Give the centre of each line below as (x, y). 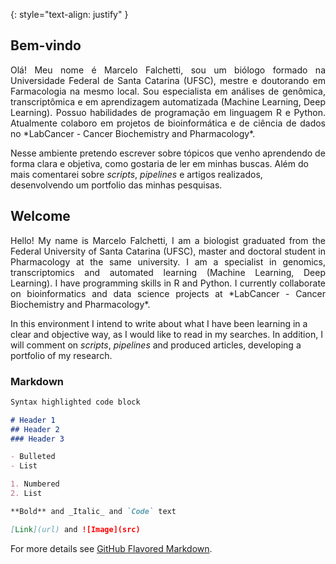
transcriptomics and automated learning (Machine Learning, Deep (168, 272)
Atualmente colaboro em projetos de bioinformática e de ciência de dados (168, 123)
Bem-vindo (46, 45)
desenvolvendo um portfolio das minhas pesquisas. (116, 185)
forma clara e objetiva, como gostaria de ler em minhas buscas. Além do (159, 163)
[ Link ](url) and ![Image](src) (75, 529)
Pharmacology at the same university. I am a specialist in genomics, (168, 261)
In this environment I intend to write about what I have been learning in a (159, 323)
